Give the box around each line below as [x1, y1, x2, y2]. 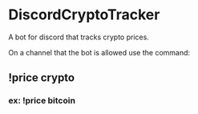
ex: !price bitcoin [8, 95, 76, 106]
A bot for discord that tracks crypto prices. [8, 32, 150, 42]
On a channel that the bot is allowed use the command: [8, 47, 191, 57]
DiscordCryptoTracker [8, 6, 160, 24]
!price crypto [8, 71, 75, 85]
